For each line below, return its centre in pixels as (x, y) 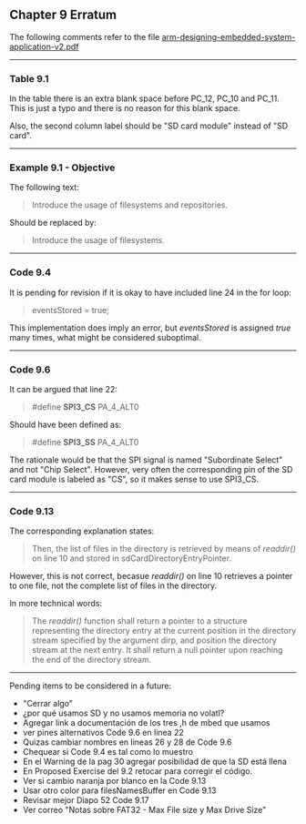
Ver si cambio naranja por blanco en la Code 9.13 (114, 781)
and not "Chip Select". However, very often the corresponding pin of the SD (151, 469)
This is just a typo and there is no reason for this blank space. (125, 108)
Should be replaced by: (53, 223)
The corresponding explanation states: (82, 531)
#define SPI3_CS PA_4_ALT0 (85, 407)
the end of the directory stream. (92, 660)
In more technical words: (56, 604)
